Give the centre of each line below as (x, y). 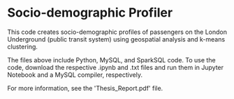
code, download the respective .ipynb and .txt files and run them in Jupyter (116, 67)
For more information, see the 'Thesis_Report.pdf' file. (85, 88)
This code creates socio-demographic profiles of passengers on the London (117, 32)
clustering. (23, 46)
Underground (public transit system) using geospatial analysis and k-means (116, 39)
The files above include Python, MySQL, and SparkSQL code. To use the (111, 60)
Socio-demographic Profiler (90, 13)
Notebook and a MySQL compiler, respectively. (75, 75)
